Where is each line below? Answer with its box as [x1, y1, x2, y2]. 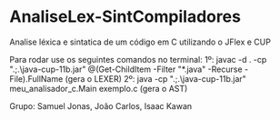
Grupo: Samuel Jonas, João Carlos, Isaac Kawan [9, 100, 193, 111]
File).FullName [9, 73, 64, 84]
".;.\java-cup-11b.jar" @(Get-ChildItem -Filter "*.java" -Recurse [9, 64, 243, 75]
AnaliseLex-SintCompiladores [9, 6, 241, 27]
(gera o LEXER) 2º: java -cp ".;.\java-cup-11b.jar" [65, 73, 247, 84]
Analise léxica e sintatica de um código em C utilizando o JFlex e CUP [9, 36, 271, 47]
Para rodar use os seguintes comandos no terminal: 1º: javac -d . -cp [9, 54, 267, 65]
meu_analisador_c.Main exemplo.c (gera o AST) [9, 83, 188, 94]
